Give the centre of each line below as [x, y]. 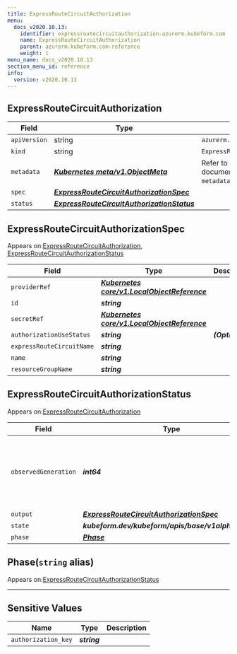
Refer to [214, 163]
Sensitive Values [45, 608]
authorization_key [42, 640]
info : [15, 73]
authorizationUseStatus [51, 335]
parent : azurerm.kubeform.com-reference [80, 47]
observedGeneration [43, 472]
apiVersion [29, 140]
